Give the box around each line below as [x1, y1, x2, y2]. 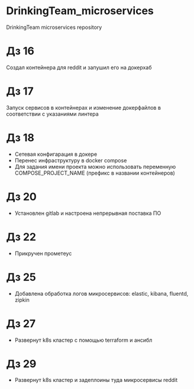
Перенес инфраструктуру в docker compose [14, 156, 127, 164]
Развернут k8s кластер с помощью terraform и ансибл [14, 336, 153, 344]
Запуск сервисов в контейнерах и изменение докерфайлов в [6, 104, 161, 111]
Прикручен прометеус [14, 250, 72, 257]
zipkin [14, 296, 30, 303]
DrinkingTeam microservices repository [6, 24, 102, 31]
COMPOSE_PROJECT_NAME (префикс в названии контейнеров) [14, 169, 176, 176]
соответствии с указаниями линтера [6, 110, 99, 117]
